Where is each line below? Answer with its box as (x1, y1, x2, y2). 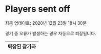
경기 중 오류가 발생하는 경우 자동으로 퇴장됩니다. (5, 30, 97, 36)
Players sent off (5, 3, 71, 15)
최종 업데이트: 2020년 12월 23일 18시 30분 (5, 20, 87, 26)
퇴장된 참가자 (7, 43, 36, 50)
